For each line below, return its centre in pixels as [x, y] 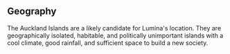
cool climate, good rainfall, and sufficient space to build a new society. [108, 43]
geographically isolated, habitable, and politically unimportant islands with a [115, 35]
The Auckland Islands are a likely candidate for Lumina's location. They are [114, 28]
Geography [32, 11]
